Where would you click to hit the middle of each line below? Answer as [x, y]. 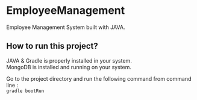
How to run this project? [52, 46]
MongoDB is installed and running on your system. [69, 67]
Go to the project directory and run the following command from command [99, 78]
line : [12, 85]
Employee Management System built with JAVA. [66, 27]
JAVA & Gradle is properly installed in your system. [69, 60]
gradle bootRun [25, 91]
